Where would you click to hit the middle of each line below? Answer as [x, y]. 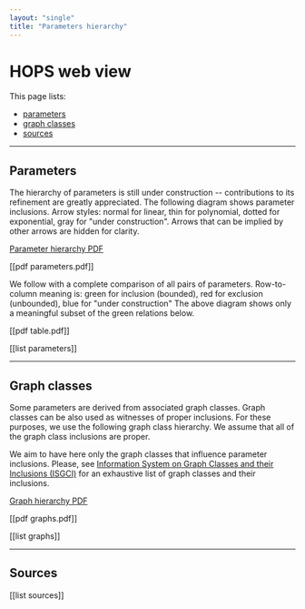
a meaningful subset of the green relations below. [102, 313]
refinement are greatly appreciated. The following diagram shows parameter [152, 202]
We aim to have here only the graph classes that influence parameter [138, 454]
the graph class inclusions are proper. [80, 437]
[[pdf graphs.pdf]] [44, 519]
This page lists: [38, 96]
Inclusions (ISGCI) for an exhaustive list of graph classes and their [133, 473]
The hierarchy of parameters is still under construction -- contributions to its [152, 193]
